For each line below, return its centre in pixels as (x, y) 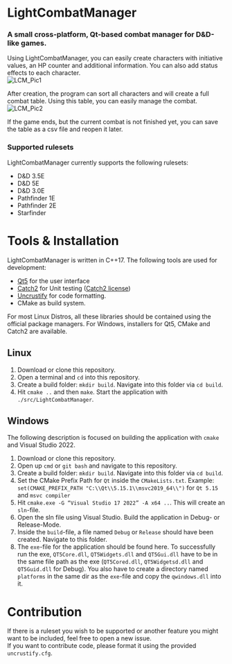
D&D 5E (28, 183)
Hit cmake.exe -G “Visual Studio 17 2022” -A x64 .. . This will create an (121, 503)
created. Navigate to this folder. (62, 540)
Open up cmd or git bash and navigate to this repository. (97, 466)
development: (27, 267)
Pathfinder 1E (36, 198)
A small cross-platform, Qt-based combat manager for (101, 35)
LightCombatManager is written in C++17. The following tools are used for (112, 260)
